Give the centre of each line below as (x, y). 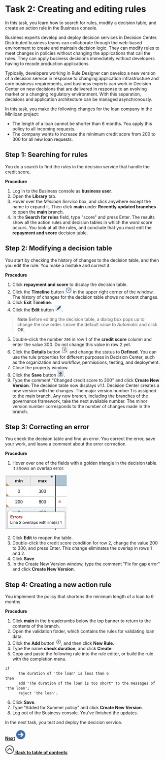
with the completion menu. (39, 659)
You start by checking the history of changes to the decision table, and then (82, 260)
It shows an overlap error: (38, 468)
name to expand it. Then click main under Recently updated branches (84, 206)
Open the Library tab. (34, 196)
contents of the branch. (36, 626)
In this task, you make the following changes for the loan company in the (79, 109)
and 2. (19, 554)
